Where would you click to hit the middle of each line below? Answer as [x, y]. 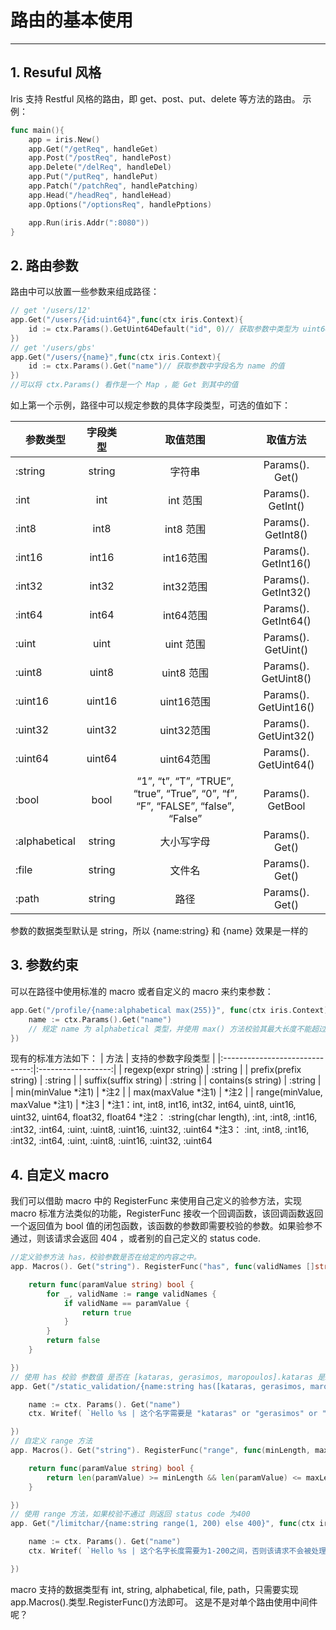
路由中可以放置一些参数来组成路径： [85, 292]
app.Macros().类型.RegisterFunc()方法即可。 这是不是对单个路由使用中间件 [164, 1602]
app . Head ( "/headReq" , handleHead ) [100, 195]
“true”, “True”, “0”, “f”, [185, 794]
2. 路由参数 [44, 265]
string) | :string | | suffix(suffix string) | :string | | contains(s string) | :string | [166, 1080]
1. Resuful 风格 [56, 72]
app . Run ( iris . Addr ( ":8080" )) [89, 222]
